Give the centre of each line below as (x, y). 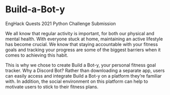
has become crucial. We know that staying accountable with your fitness (82, 44)
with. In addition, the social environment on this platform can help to (77, 81)
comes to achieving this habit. (37, 55)
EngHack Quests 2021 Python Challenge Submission (61, 23)
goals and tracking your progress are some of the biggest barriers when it (83, 50)
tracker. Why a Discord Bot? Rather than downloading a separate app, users (85, 70)
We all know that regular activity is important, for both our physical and (80, 33)
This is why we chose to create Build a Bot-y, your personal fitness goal (81, 65)
